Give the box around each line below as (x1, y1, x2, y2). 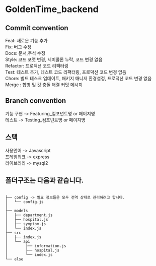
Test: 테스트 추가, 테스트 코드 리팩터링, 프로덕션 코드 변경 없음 (5, 69, 127, 75)
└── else (5, 257, 24, 262)
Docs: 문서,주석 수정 (5, 50, 46, 56)
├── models (5, 208, 28, 214)
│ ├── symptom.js (5, 222, 46, 227)
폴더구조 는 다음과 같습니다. (5, 176, 84, 185)
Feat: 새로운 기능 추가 (5, 38, 48, 43)
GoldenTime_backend (5, 4, 99, 15)
